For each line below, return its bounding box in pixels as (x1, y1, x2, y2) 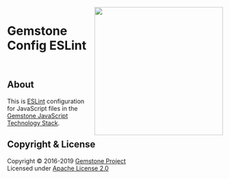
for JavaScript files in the (7, 104, 78, 112)
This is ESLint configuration (7, 97, 85, 105)
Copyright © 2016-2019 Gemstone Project (7, 156, 127, 165)
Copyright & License (7, 139, 96, 150)
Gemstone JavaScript (7, 111, 68, 120)
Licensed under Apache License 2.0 (7, 164, 110, 172)
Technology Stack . (7, 119, 60, 127)
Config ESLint (7, 38, 87, 53)
